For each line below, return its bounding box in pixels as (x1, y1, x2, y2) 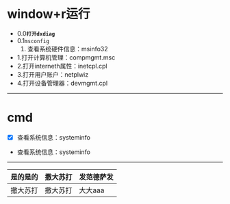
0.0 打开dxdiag (16, 29, 55, 38)
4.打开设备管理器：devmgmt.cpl (16, 79, 108, 87)
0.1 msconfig (16, 36, 50, 44)
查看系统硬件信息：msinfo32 (27, 44, 108, 53)
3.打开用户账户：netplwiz (16, 70, 89, 79)
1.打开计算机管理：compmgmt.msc (16, 53, 116, 62)
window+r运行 (7, 6, 90, 22)
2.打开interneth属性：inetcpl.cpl (16, 62, 107, 70)
